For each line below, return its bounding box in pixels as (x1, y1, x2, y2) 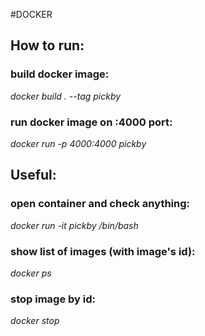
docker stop (10, 315, 60, 327)
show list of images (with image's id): (10, 244, 196, 258)
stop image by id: (10, 292, 96, 306)
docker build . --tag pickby (10, 90, 122, 102)
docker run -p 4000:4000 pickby (10, 137, 147, 149)
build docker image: (10, 67, 110, 81)
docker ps (10, 267, 52, 279)
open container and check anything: (10, 197, 191, 211)
